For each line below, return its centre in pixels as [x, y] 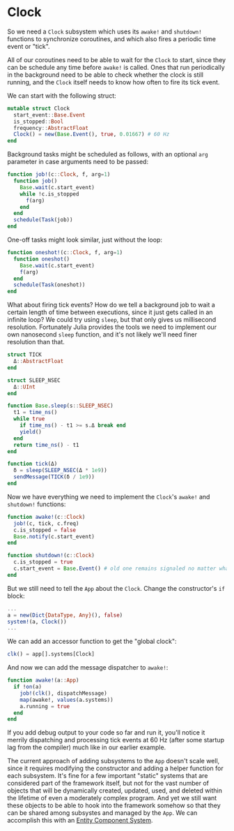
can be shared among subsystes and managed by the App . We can [102, 813]
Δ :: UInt [25, 387]
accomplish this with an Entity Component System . [80, 821]
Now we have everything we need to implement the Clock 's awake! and [109, 497]
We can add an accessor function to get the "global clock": [92, 641]
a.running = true [45, 706]
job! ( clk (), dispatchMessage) [64, 693]
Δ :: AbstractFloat [39, 361]
